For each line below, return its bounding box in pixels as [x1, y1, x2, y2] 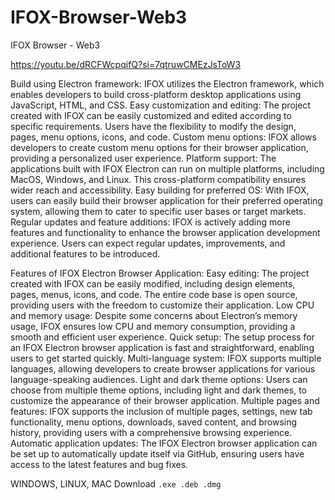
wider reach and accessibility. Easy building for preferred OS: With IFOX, [10, 184, 310, 196]
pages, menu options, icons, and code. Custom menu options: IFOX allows [10, 131, 317, 143]
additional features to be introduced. [10, 247, 161, 260]
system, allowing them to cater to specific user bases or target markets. [10, 205, 307, 217]
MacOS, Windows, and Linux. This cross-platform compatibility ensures [10, 173, 307, 185]
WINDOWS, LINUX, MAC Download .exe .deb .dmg [10, 477, 222, 490]
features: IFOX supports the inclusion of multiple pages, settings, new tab [10, 405, 313, 417]
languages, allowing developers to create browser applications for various [10, 362, 316, 375]
